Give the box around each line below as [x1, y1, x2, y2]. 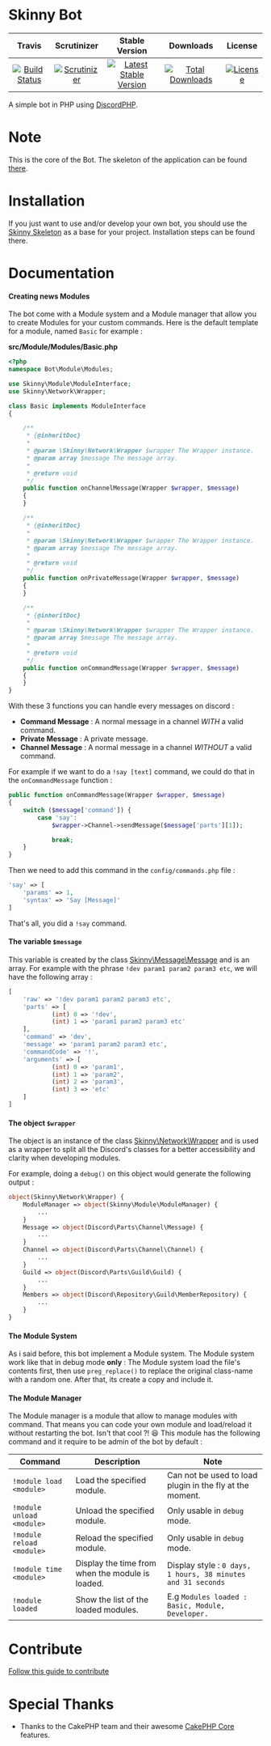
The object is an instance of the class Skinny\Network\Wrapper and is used [8, 1136, 260, 1146]
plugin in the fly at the [166, 1480, 250, 1491]
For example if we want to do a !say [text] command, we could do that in [8, 767, 256, 777]
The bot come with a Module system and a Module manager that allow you [8, 309, 256, 319]
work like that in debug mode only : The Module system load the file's [8, 1358, 240, 1367]
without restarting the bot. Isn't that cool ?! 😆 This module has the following [8, 1428, 261, 1438]
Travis [17, 40, 42, 51]
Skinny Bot [8, 6, 82, 24]
